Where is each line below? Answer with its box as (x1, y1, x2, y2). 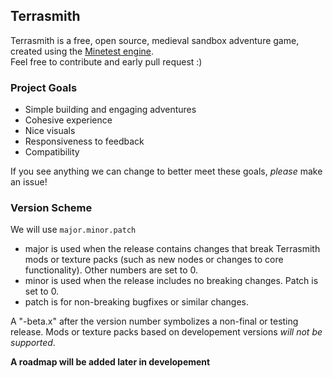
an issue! (10, 176, 48, 188)
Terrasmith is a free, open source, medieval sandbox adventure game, (10, 34, 300, 46)
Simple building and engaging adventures (24, 104, 197, 116)
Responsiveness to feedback (24, 135, 145, 148)
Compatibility (24, 146, 80, 158)
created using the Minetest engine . (10, 45, 154, 57)
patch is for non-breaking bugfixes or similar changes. (24, 296, 250, 308)
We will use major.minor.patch (10, 224, 137, 236)
